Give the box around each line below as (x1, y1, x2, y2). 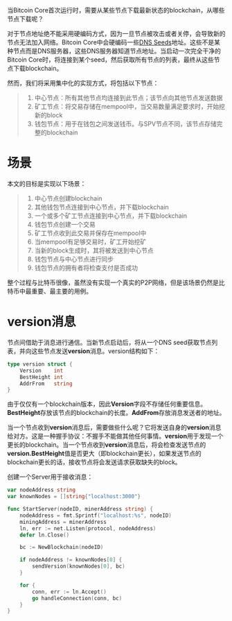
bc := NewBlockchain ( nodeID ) (19, 544, 104, 551)
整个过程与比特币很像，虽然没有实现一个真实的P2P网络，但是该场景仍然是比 (7, 278, 225, 287)
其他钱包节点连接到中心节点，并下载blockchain (34, 203, 170, 211)
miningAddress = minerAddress (19, 518, 107, 525)
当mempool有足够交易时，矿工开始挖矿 (34, 237, 147, 246)
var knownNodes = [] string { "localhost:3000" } (7, 493, 141, 500)
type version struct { (7, 360, 73, 368)
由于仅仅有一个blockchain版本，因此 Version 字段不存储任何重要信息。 (7, 400, 207, 408)
